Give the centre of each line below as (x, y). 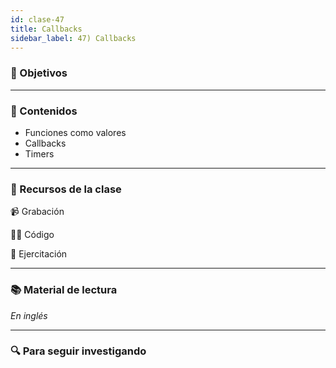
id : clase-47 (37, 19)
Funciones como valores (75, 132)
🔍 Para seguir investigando (78, 351)
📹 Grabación (37, 212)
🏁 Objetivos (39, 73)
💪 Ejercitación (39, 254)
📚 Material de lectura (64, 290)
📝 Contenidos (44, 111)
